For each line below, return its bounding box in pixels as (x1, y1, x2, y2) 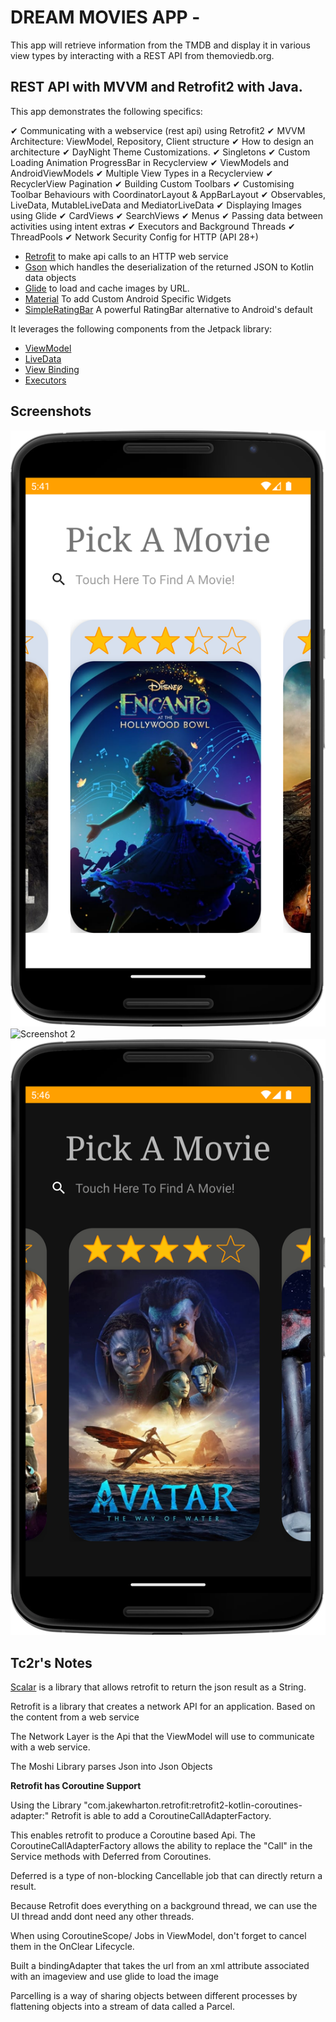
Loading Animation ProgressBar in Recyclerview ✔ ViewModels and (10, 156, 290, 168)
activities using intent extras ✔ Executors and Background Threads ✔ (10, 220, 296, 232)
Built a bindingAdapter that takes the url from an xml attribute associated (10, 1960, 310, 1972)
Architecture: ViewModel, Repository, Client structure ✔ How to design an (10, 135, 315, 147)
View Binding (24, 363, 80, 375)
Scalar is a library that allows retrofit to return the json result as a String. (10, 1681, 307, 1693)
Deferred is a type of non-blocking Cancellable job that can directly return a (10, 1870, 323, 1882)
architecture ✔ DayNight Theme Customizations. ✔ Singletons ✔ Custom (10, 146, 311, 158)
